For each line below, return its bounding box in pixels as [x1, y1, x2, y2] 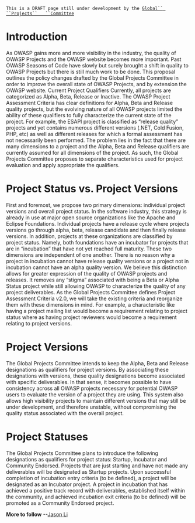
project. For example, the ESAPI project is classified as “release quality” [6, 118, 179, 125]
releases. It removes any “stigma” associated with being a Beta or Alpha [6, 276, 179, 283]
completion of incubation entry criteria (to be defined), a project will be [6, 474, 177, 481]
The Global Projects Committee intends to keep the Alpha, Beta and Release [6, 359, 189, 366]
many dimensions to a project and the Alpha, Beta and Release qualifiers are [6, 142, 190, 150]
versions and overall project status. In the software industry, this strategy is [6, 208, 187, 215]
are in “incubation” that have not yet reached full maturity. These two [6, 245, 172, 252]
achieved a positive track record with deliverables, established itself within [6, 487, 185, 494]
